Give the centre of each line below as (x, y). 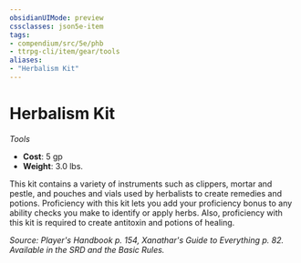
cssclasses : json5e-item (57, 26)
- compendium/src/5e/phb (57, 43)
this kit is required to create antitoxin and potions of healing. (122, 222)
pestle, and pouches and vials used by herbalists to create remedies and (146, 193)
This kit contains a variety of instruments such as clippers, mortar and (141, 184)
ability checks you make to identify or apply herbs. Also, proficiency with (146, 212)
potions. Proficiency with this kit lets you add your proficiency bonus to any (151, 203)
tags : (20, 35)
